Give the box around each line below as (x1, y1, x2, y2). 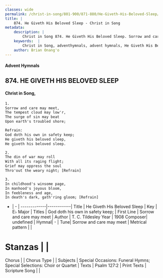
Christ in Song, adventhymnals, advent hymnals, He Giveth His (22, 43, 153, 48)
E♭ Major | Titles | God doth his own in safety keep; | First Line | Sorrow (12, 209, 154, 215)
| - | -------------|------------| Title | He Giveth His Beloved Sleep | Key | (12, 204, 157, 210)
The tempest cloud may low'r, (5, 110, 66, 115)
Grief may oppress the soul (5, 164, 62, 169)
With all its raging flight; (5, 159, 64, 164)
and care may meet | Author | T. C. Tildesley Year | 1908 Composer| (12, 214, 148, 220)
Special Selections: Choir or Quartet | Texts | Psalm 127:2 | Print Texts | (5, 262, 147, 268)
